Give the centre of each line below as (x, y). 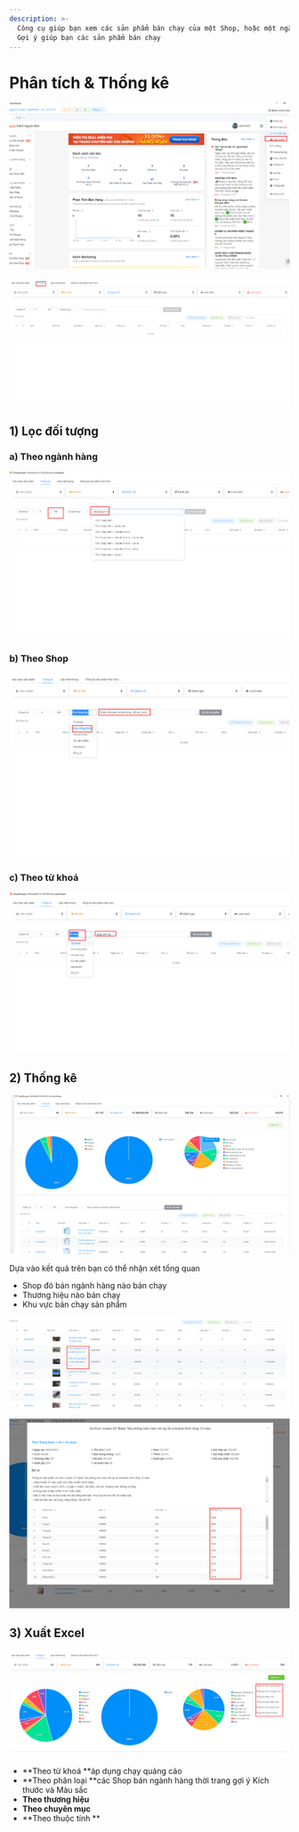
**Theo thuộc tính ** (61, 1818)
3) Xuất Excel (47, 1633)
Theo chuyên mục (57, 1808)
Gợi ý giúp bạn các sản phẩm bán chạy (89, 37)
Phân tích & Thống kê (89, 82)
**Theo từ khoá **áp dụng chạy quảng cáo (102, 1771)
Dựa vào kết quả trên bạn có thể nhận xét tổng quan (105, 1268)
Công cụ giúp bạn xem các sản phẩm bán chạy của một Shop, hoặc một (147, 28)
